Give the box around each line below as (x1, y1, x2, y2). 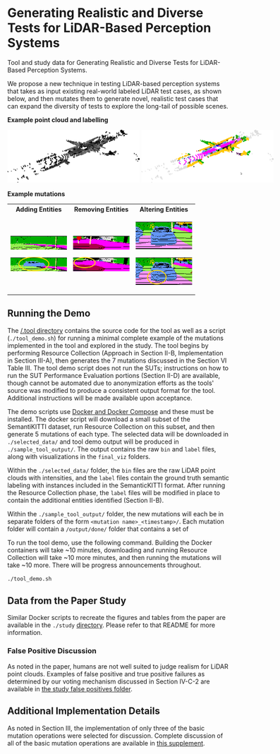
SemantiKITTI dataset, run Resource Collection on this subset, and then (7, 422, 215, 431)
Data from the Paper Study (7, 595, 127, 607)
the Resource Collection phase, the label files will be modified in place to (7, 488, 221, 497)
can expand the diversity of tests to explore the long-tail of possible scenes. (7, 102, 229, 110)
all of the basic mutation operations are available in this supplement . (7, 738, 206, 747)
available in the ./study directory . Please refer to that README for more (7, 621, 216, 629)
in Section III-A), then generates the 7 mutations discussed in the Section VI (7, 356, 227, 365)
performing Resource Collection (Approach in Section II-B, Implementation (7, 348, 224, 357)
